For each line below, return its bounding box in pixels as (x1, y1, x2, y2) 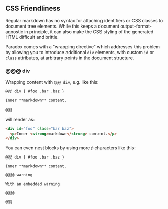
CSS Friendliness (5, 4, 61, 13)
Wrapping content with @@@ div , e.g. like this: (5, 79, 99, 85)
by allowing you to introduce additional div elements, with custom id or (5, 49, 154, 55)
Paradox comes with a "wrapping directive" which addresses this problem (5, 43, 160, 50)
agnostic (5, 28, 24, 35)
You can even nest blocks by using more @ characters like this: (5, 145, 136, 151)
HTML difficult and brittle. (5, 34, 59, 40)
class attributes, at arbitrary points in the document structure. (5, 55, 135, 61)
